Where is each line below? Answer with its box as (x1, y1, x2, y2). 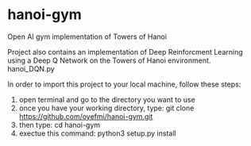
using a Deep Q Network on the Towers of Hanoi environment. (7, 56, 211, 65)
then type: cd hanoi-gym (18, 120, 101, 129)
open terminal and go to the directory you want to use (18, 94, 195, 104)
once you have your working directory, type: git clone (18, 103, 195, 113)
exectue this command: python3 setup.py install (18, 129, 176, 138)
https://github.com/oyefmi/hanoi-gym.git (18, 111, 153, 121)
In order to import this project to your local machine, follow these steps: (7, 79, 241, 89)
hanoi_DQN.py (7, 63, 55, 73)
